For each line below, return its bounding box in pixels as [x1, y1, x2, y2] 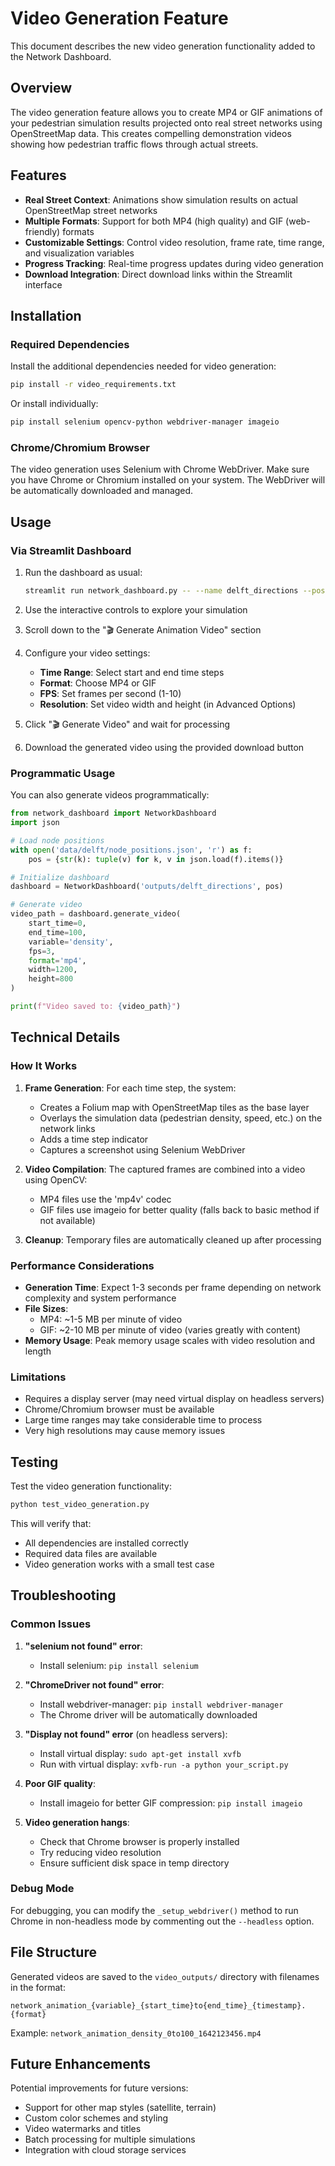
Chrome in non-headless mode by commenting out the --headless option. [10, 1915, 315, 1927]
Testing [10, 1453, 59, 1471]
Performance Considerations [10, 1258, 155, 1272]
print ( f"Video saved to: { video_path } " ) [10, 1002, 182, 1012]
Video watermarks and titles [24, 2123, 142, 2135]
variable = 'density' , [28, 937, 114, 947]
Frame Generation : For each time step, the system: [24, 1082, 237, 1094]
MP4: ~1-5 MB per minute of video [39, 1313, 183, 1325]
